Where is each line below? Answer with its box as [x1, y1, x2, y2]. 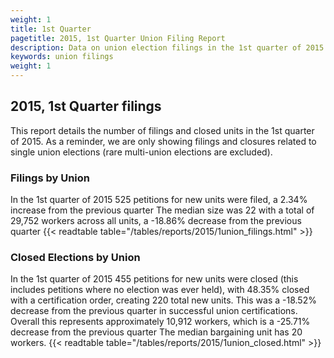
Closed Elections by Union [10, 251, 141, 265]
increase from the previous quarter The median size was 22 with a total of [10, 204, 315, 216]
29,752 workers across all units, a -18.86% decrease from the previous [10, 215, 302, 227]
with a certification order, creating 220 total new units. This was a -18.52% [10, 294, 317, 306]
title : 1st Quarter [10, 24, 92, 34]
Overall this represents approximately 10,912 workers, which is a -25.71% [10, 316, 311, 328]
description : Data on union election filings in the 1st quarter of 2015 [10, 42, 325, 53]
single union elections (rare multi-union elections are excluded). [10, 146, 273, 158]
